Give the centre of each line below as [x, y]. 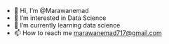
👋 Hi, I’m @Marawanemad [51, 11]
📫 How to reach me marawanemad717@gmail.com [88, 33]
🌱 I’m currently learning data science [67, 25]
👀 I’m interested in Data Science [60, 18]
